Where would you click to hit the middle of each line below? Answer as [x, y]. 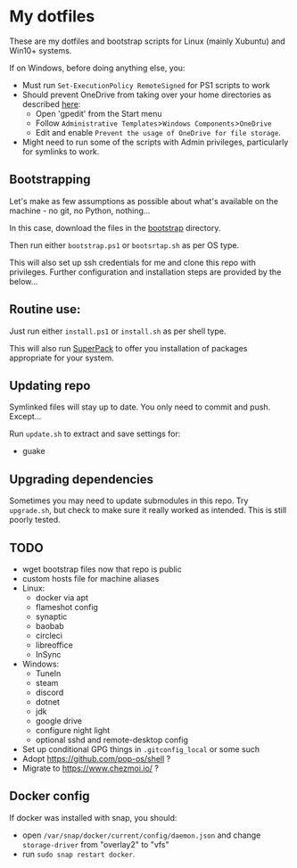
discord [49, 692]
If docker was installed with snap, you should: [93, 817]
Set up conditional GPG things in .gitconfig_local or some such [141, 749]
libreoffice [54, 645]
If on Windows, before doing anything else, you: [97, 68]
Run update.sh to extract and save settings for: [95, 434]
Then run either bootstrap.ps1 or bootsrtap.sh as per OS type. [124, 245]
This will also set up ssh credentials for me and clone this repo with [133, 262]
